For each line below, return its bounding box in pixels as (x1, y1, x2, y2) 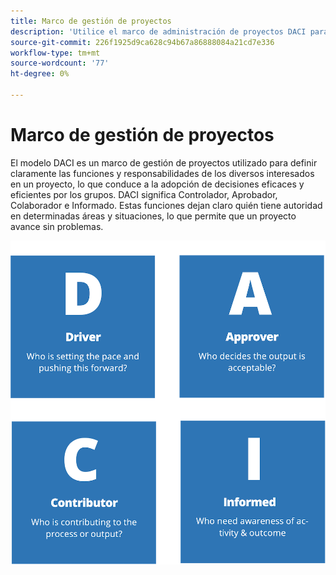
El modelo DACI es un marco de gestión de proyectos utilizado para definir (10, 156, 318, 169)
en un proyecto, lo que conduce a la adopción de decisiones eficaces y (10, 178, 305, 190)
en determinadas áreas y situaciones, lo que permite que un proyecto (10, 210, 297, 222)
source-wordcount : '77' (10, 58, 110, 69)
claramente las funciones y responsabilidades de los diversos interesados (10, 167, 315, 179)
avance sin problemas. (10, 220, 104, 232)
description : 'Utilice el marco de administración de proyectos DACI (10, 26, 307, 37)
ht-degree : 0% (10, 69, 70, 79)
